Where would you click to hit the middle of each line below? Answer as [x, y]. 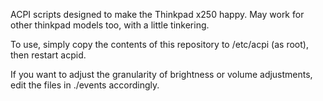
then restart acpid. [48, 55]
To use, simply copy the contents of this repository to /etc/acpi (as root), [159, 44]
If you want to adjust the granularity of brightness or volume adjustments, [161, 74]
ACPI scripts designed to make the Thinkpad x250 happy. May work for [157, 14]
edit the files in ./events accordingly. [85, 85]
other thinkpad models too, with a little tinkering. [110, 25]
